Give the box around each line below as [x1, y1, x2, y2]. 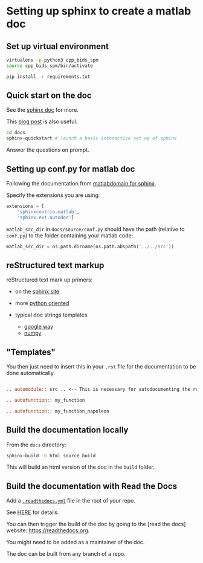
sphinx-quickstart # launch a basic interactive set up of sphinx [6, 135, 177, 141]
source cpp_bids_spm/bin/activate [6, 62, 94, 69]
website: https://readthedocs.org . [6, 527, 90, 534]
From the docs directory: [6, 441, 66, 448]
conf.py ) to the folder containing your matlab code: [6, 231, 134, 239]
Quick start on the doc [6, 91, 92, 101]
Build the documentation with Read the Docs [6, 481, 177, 491]
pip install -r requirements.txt [6, 74, 91, 80]
